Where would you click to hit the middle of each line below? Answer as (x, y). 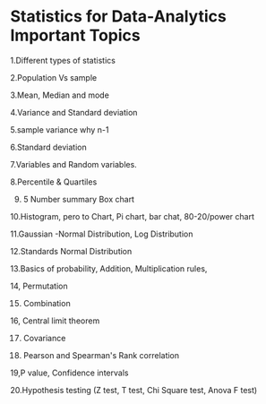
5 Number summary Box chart (79, 199)
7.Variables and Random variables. (73, 164)
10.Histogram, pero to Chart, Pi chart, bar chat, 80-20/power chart (132, 216)
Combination (47, 303)
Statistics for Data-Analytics (118, 17)
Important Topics (76, 35)
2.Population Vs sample (54, 77)
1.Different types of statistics (63, 60)
